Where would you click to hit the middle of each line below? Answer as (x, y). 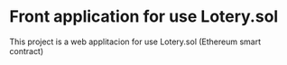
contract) (27, 51)
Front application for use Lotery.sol (144, 17)
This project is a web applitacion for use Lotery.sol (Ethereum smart (135, 42)
